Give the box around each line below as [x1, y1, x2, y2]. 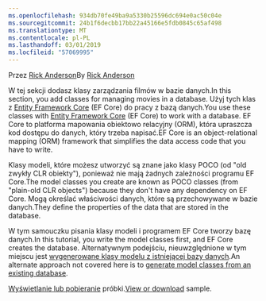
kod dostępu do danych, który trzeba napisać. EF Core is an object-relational [8, 128, 258, 137]
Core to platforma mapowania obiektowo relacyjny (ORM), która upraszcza [8, 120, 253, 129]
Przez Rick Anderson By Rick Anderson [8, 71, 135, 79]
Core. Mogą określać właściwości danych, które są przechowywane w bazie [8, 194, 258, 203]
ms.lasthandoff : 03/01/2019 [8, 41, 102, 49]
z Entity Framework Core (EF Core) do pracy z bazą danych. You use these [8, 102, 252, 112]
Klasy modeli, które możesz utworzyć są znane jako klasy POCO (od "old [8, 160, 247, 169]
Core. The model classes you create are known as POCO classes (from [8, 177, 238, 187]
